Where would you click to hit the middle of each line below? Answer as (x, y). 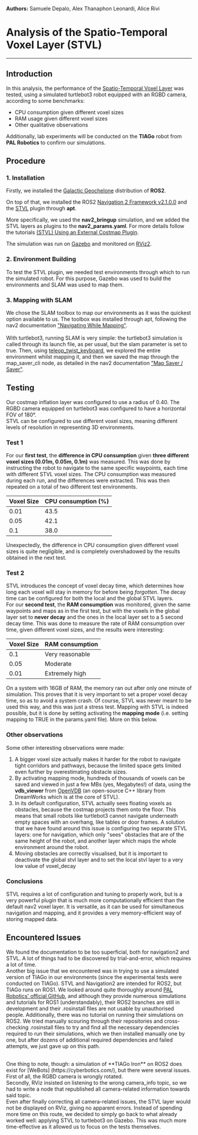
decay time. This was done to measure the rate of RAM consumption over (96, 623)
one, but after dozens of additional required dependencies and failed (90, 1040)
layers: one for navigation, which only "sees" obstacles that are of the (99, 834)
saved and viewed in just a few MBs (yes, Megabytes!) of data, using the (103, 784)
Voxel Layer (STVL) (54, 45)
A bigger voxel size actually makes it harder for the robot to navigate (98, 759)
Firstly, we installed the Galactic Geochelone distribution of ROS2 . (86, 191)
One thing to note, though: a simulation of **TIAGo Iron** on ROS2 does (94, 1064)
